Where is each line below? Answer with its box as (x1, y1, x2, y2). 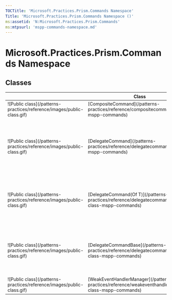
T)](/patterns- (138, 191, 169, 197)
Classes (5, 78, 32, 87)
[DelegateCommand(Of (88, 191, 137, 197)
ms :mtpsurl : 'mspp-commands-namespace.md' (5, 25, 97, 30)
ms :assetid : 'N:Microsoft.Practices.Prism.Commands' (5, 19, 120, 24)
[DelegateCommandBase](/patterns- (88, 242, 166, 248)
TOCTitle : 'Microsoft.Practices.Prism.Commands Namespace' (5, 8, 134, 13)
